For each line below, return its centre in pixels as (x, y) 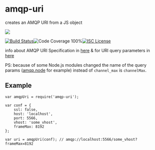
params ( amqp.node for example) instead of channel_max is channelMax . (76, 70)
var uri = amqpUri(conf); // (34, 139)
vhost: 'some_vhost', (35, 122)
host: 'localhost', (33, 114)
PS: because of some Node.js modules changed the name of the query (76, 65)
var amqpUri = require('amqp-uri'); (42, 97)
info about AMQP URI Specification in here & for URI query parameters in (77, 50)
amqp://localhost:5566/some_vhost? (101, 139)
